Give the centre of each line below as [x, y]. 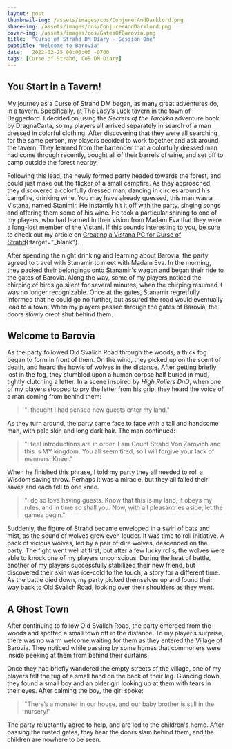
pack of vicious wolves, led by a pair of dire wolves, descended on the [107, 543]
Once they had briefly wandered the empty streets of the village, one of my [114, 669]
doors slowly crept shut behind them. [60, 314]
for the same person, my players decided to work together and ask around [113, 140]
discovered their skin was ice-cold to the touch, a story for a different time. [114, 572]
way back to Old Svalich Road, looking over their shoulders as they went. [111, 587]
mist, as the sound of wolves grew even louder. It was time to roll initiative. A [116, 536]
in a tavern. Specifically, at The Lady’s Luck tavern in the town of [99, 111]
